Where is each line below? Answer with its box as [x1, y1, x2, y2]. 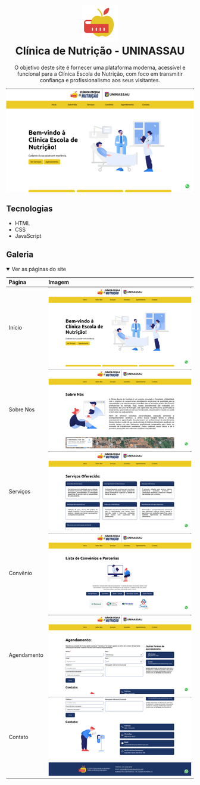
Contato [8, 733, 29, 740]
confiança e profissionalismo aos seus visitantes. [39, 76, 161, 83]
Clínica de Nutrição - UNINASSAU [15, 44, 185, 58]
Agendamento [8, 651, 43, 659]
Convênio [8, 570, 33, 577]
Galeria [6, 250, 34, 260]
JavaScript [14, 232, 42, 239]
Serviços [8, 488, 31, 495]
